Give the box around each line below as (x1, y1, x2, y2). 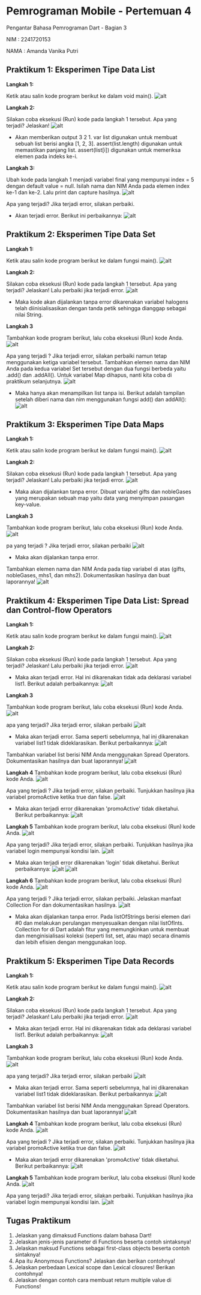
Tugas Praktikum (6, 1216, 71, 1226)
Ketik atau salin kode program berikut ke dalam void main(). (6, 92, 154, 100)
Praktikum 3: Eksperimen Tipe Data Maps (6, 419, 164, 430)
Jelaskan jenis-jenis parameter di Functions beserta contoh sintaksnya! (14, 1238, 191, 1245)
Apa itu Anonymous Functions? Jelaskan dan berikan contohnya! (14, 1257, 176, 1264)
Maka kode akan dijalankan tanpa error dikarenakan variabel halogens (14, 298, 189, 305)
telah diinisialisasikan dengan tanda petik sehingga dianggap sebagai (14, 304, 187, 311)
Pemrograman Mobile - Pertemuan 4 (6, 4, 192, 18)
